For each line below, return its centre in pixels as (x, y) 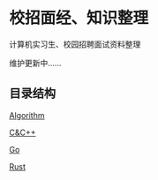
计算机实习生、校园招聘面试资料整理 (75, 44)
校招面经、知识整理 (79, 18)
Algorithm (27, 115)
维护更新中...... (35, 63)
